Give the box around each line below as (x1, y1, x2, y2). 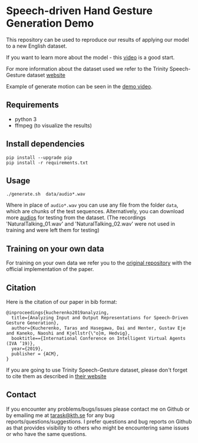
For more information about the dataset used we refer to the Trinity (6, 65, 169, 72)
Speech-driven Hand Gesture (6, 4, 153, 18)
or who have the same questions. (6, 430, 87, 437)
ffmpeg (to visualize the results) (14, 122, 93, 129)
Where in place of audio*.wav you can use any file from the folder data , (6, 201, 179, 209)
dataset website (26, 71, 66, 78)
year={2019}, (11, 346, 44, 352)
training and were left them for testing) (6, 227, 100, 234)
